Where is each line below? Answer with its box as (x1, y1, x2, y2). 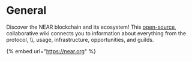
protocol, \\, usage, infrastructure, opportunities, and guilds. (6, 36, 154, 43)
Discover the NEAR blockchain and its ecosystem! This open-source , (6, 23, 176, 30)
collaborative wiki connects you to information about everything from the (6, 29, 187, 36)
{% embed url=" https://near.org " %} (6, 47, 96, 54)
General (6, 4, 47, 17)
